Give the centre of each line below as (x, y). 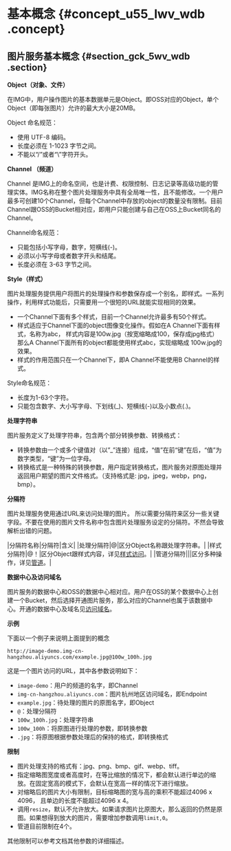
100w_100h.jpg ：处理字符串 (55, 720)
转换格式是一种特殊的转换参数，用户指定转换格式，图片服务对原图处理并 (119, 467)
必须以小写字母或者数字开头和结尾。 (68, 256)
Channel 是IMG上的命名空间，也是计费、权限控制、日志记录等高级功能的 (110, 184)
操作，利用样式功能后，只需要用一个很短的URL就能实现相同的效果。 (103, 302)
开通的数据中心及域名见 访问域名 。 (67, 609)
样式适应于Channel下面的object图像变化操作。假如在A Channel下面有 (115, 325)
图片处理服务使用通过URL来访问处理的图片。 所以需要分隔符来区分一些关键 (113, 513)
